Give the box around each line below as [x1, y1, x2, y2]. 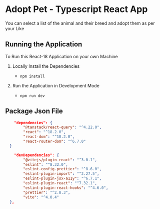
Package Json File [5, 107, 63, 116]
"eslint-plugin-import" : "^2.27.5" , [23, 171, 99, 176]
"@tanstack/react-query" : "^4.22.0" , [23, 125, 101, 130]
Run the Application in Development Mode [12, 82, 100, 88]
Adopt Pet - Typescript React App [5, 4, 148, 15]
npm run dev [19, 93, 45, 98]
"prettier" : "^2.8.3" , [23, 190, 70, 195]
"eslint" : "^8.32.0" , [23, 162, 68, 167]
